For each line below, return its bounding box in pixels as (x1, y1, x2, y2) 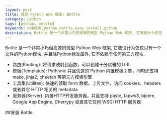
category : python (5, 16, 41, 21)
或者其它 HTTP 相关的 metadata (12, 87, 78, 92)
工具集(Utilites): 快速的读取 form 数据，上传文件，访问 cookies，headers (12, 80, 162, 86)
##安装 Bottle (5, 110, 33, 115)
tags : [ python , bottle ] (5, 21, 55, 26)
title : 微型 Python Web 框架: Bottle (5, 12, 81, 17)
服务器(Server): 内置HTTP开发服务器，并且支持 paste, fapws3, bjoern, (12, 93, 156, 99)
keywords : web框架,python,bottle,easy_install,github (5, 26, 118, 31)
